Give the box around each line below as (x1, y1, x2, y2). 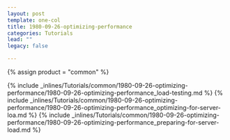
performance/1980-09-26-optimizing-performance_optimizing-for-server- (7, 104, 222, 111)
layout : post (7, 10, 45, 17)
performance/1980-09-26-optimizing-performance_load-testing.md (7, 88, 203, 97)
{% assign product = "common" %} (7, 68, 109, 76)
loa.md (7, 111, 27, 119)
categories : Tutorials (7, 29, 73, 37)
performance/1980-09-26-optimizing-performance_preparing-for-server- (7, 118, 220, 126)
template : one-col (7, 17, 61, 24)
